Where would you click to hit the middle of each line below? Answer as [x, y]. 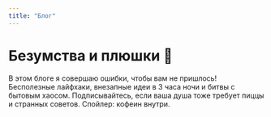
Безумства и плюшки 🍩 [90, 55]
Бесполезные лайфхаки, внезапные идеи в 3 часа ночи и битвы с [122, 86]
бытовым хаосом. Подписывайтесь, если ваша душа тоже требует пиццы [136, 95]
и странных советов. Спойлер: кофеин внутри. [89, 104]
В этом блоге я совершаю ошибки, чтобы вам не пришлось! [113, 78]
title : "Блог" [32, 16]
